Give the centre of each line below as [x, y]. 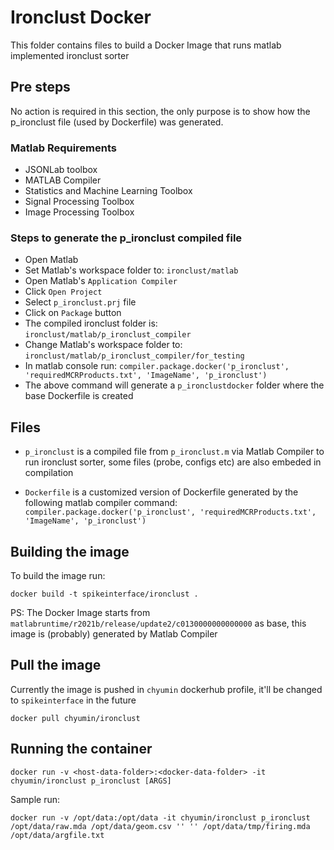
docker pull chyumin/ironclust [75, 718]
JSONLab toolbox [61, 170]
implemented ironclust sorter [70, 55]
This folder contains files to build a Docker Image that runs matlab [146, 45]
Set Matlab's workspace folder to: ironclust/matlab [131, 270]
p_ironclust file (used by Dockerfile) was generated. [117, 122]
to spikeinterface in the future [73, 700]
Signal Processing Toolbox [79, 202]
